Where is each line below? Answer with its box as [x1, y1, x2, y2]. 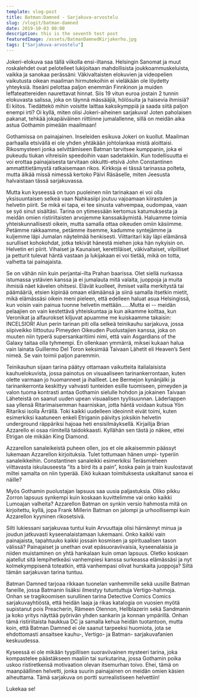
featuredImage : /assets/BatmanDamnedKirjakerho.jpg [6, 36, 137, 42]
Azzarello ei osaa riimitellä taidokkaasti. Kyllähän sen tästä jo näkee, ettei [6, 426, 184, 434]
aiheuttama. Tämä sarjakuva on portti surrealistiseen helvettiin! [6, 673, 160, 681]
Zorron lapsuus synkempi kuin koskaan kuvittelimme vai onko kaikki [6, 494, 172, 501]
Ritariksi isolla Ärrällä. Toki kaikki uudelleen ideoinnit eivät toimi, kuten [6, 407, 177, 415]
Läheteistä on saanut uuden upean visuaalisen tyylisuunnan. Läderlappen [6, 395, 186, 402]
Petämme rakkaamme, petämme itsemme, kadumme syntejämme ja [6, 227, 172, 234]
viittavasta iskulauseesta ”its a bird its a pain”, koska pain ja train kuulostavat [6, 463, 193, 470]
